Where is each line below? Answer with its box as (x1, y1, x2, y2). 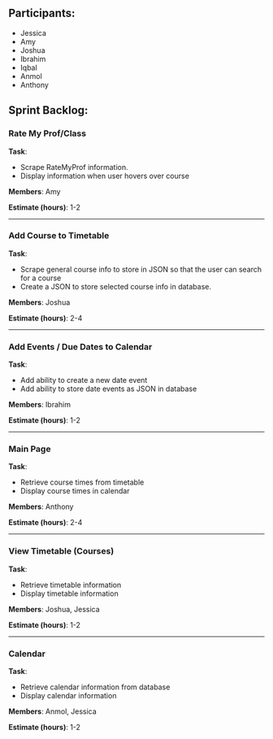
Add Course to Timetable (8, 230, 110, 241)
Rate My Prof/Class (8, 128, 87, 139)
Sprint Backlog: (8, 103, 89, 117)
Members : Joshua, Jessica (8, 604, 100, 614)
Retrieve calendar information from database (19, 682, 171, 692)
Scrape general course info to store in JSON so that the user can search (19, 264, 262, 274)
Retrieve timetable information (19, 580, 122, 589)
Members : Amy (8, 186, 61, 196)
